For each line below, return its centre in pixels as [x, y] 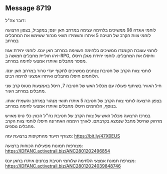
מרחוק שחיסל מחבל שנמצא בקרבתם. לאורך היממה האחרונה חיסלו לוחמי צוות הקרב [84, 121]
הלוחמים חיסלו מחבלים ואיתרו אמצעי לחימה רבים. [52, 76]
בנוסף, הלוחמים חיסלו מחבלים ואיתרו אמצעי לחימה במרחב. [61, 106]
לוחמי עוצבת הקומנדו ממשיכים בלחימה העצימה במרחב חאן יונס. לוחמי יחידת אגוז [81, 50]
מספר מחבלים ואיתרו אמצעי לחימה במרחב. [46, 61]
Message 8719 [28, 8]
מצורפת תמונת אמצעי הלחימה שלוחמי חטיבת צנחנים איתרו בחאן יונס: [70, 160]
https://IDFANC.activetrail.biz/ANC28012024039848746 [63, 166]
